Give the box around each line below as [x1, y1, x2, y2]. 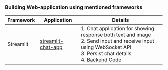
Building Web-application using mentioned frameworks [5, 4, 143, 11]
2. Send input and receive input [80, 38, 155, 45]
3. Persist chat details [80, 50, 132, 57]
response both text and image [80, 31, 151, 38]
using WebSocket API [80, 44, 132, 51]
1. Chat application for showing [80, 25, 155, 32]
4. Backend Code [80, 56, 122, 63]
